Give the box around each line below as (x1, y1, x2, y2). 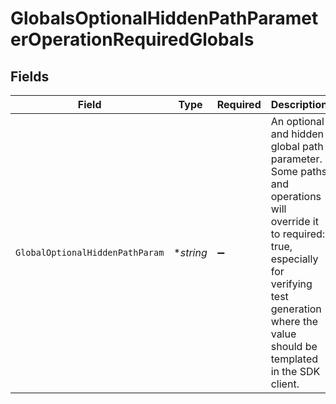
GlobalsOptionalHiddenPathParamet (10, 7, 319, 30)
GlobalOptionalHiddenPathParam (15, 247, 165, 258)
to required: (270, 227, 326, 241)
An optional (270, 115, 325, 128)
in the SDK (270, 365, 321, 378)
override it (270, 215, 319, 228)
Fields (10, 68, 50, 85)
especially (270, 252, 319, 266)
